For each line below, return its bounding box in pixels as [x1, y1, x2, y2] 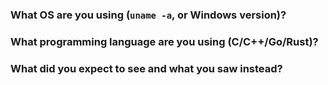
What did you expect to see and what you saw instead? [10, 61, 283, 75]
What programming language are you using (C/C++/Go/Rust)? [10, 34, 319, 48]
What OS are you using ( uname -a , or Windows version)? [10, 8, 287, 22]
